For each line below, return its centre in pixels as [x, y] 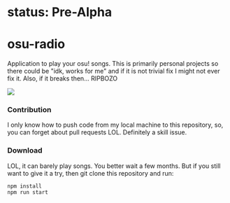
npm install [24, 186]
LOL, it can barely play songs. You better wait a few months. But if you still [114, 166]
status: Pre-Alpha [60, 12]
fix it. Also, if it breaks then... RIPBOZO [63, 78]
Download [25, 150]
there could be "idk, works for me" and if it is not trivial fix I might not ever [114, 71]
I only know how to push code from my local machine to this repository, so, [115, 125]
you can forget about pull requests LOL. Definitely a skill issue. [97, 132]
